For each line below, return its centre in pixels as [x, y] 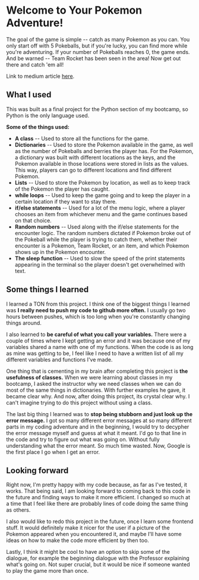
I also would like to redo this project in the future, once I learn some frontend [100, 522]
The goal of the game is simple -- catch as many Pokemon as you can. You [98, 39]
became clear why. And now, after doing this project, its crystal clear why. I [98, 396]
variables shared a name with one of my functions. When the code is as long [100, 347]
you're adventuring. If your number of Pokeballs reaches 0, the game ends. [98, 52]
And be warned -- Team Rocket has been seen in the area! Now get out [94, 58]
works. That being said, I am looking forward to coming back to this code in [99, 491]
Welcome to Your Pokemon [74, 10]
